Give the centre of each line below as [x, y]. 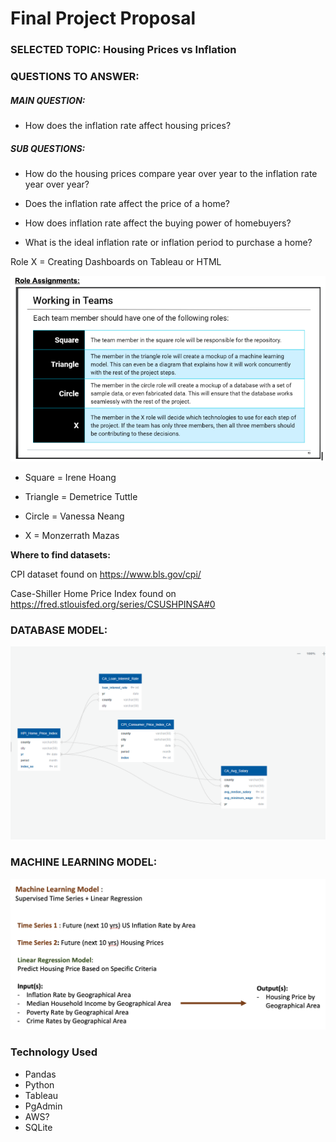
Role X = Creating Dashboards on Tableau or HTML [116, 261]
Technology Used [54, 1052]
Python [39, 1084]
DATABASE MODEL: [59, 630]
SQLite [38, 1127]
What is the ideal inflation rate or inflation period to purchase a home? [168, 242]
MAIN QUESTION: [48, 100]
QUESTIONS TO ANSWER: [75, 77]
